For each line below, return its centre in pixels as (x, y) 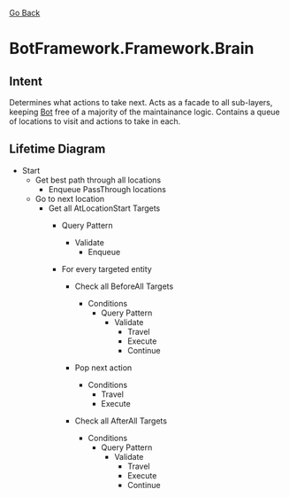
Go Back (25, 13)
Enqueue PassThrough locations (107, 189)
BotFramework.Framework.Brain (132, 49)
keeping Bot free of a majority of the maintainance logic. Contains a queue (144, 112)
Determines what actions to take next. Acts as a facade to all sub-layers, (141, 102)
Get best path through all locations (98, 180)
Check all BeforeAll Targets (124, 286)
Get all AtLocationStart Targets (104, 208)
